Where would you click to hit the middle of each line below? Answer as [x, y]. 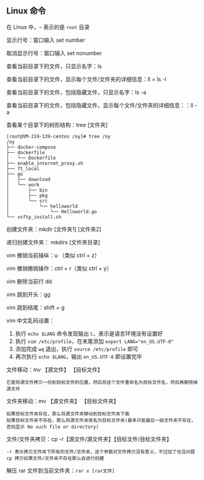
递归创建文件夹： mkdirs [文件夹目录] [53, 242]
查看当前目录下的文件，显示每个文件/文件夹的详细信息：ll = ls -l [86, 79]
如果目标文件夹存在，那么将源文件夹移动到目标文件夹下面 [68, 414]
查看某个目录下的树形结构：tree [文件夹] [57, 125]
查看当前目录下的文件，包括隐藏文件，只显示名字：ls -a [77, 92]
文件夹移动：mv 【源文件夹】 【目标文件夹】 [63, 401]
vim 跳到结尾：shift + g [36, 307]
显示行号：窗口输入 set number [46, 40]
